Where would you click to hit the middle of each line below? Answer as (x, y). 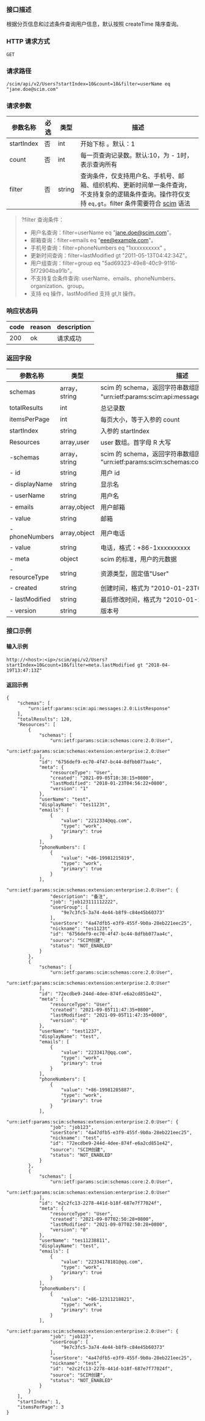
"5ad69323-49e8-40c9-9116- (140, 263)
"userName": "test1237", (70, 1031)
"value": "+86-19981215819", (98, 858)
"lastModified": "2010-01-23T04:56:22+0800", (109, 783)
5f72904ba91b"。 (52, 271)
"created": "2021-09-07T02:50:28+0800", (102, 1219)
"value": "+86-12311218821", (98, 1300)
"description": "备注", (79, 897)
